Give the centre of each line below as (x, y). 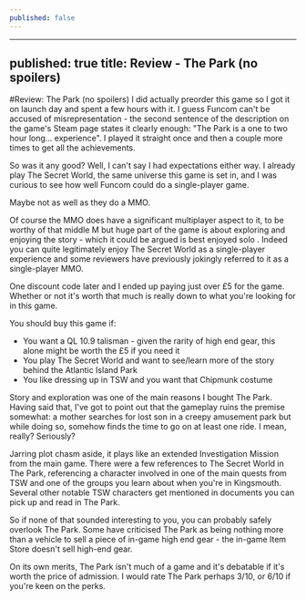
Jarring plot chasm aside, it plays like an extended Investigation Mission (144, 454)
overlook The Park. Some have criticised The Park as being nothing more (147, 530)
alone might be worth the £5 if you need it (101, 351)
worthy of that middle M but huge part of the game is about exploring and (148, 230)
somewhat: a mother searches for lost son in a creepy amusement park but (150, 417)
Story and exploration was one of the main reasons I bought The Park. (141, 398)
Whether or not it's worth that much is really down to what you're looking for (153, 296)
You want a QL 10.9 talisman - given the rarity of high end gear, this (149, 341)
